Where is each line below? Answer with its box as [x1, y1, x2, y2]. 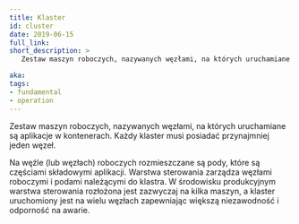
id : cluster [9, 22, 54, 30]
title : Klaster [9, 13, 66, 22]
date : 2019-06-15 [9, 30, 74, 39]
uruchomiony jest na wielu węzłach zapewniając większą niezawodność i [9, 194, 279, 206]
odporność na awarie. [9, 204, 90, 215]
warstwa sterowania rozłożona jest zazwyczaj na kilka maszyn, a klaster [9, 185, 276, 196]
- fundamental [9, 87, 63, 97]
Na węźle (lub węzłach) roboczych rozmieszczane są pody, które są [9, 157, 261, 168]
